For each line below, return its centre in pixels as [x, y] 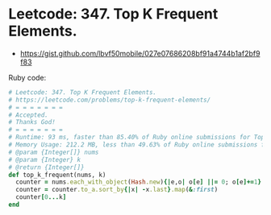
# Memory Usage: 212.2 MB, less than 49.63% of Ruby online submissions [133, 145]
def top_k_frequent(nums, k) [57, 175]
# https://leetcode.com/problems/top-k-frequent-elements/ [110, 100]
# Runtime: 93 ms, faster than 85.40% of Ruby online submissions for [129, 138]
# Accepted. [28, 115]
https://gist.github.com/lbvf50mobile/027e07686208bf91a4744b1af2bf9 [140, 53]
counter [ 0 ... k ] [41, 197]
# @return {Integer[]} [46, 167]
